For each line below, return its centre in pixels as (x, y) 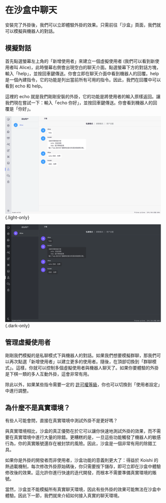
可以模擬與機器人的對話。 (31, 31)
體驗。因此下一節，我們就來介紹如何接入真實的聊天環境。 (63, 496)
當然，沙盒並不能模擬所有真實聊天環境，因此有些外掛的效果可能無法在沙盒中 (83, 490)
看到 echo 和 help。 (25, 86)
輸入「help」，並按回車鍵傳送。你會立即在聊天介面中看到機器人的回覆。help (82, 73)
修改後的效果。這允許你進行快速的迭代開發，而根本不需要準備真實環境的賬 (81, 473)
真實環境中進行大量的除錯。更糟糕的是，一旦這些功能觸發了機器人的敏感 (87, 438)
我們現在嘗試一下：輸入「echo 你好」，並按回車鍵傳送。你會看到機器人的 (79, 103)
